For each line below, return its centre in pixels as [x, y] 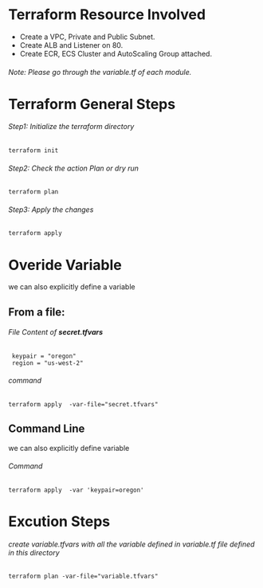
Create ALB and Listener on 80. [71, 45]
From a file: [37, 312]
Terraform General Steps [92, 104]
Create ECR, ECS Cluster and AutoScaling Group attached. [116, 53]
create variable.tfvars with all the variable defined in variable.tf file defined [131, 544]
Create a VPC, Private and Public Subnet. [87, 37]
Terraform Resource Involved [107, 15]
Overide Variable [65, 265]
